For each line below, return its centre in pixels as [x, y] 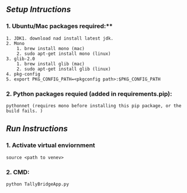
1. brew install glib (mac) [51, 64]
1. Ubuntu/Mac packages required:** [59, 26]
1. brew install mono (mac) [51, 48]
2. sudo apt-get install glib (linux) [64, 69]
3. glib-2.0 [20, 59]
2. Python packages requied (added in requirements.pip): [89, 94]
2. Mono [15, 43]
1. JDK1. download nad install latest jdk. [60, 38]
